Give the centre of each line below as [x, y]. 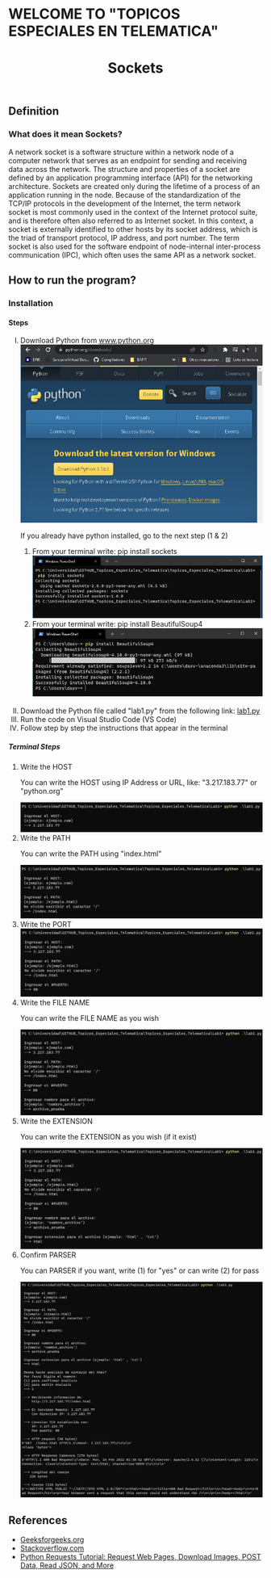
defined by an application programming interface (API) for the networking [130, 178]
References [38, 1520]
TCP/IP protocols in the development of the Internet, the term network [125, 204]
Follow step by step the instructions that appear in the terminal [124, 728]
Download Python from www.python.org [87, 341]
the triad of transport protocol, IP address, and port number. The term [124, 237]
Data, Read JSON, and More [67, 1565]
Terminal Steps [34, 746]
